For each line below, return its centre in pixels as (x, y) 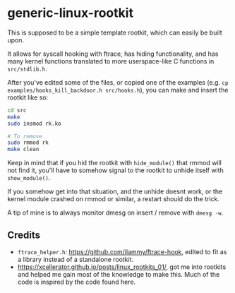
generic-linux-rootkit (71, 13)
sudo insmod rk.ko (34, 124)
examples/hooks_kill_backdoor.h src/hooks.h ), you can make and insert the (118, 90)
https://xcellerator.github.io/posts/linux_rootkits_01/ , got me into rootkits (122, 267)
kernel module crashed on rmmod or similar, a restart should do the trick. (114, 199)
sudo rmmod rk (28, 143)
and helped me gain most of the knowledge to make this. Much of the (119, 274)
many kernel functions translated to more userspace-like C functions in (111, 61)
